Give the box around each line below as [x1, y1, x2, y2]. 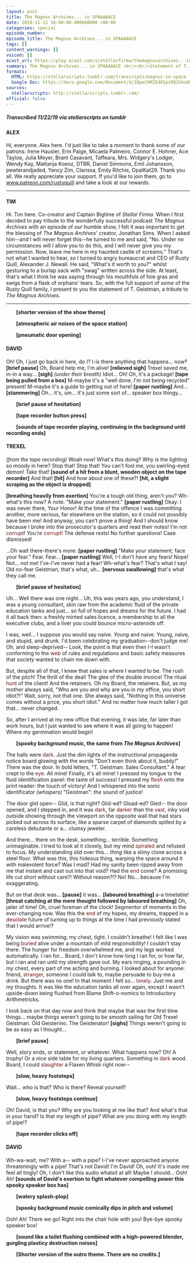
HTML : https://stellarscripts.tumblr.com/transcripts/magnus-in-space [11, 74, 187, 80]
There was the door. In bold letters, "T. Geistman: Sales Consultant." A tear [6, 763, 185, 771]
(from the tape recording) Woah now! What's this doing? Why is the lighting [6, 455, 188, 463]
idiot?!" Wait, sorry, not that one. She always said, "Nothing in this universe [6, 692, 186, 699]
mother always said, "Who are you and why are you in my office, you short [6, 686, 185, 693]
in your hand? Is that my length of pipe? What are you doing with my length [6, 1112, 187, 1119]
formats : [6, 69, 27, 74]
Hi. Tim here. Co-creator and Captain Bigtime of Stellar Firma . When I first [6, 211, 184, 218]
